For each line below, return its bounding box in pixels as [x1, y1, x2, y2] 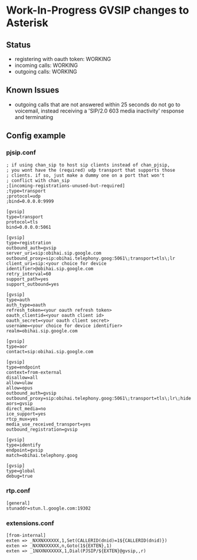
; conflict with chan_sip [6, 177, 70, 184]
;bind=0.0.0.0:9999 [6, 198, 54, 204]
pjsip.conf [6, 149, 37, 157]
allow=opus [6, 385, 33, 391]
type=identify [6, 442, 41, 448]
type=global [6, 468, 35, 474]
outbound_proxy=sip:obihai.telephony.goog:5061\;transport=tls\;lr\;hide [6, 395, 192, 401]
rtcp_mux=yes [6, 416, 38, 422]
